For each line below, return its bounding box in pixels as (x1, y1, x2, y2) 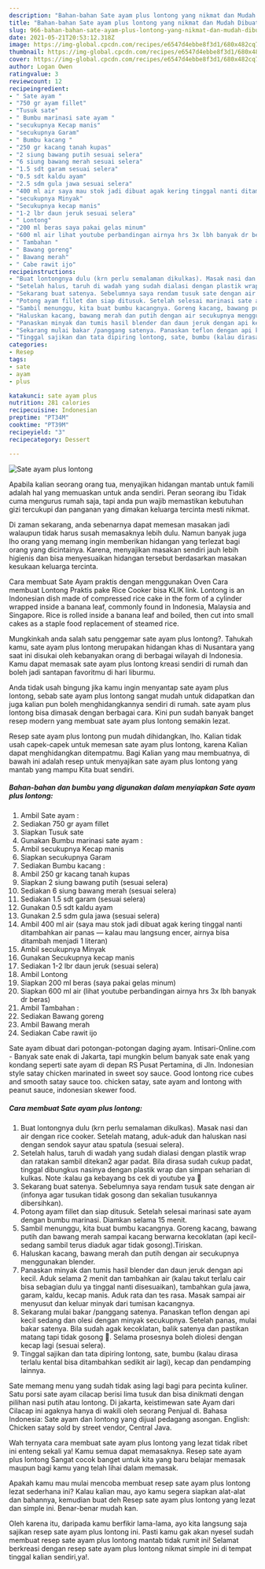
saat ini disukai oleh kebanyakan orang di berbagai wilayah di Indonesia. (9, 650, 243, 660)
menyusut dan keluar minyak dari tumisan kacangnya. (20, 1299, 195, 1308)
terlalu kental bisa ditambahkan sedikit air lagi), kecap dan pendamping (20, 1357, 251, 1367)
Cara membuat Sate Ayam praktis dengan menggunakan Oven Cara (9, 576, 229, 587)
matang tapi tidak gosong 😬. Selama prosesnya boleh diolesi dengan (20, 1332, 243, 1342)
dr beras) (20, 995, 50, 1005)
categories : (9, 341, 48, 349)
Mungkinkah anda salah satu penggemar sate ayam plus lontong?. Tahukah (9, 634, 253, 643)
